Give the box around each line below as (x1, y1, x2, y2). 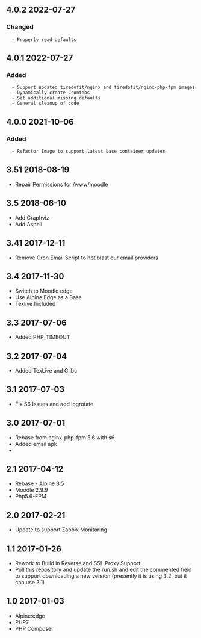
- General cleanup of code (11, 101, 79, 107)
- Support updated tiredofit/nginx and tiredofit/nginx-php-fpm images (11, 84, 196, 91)
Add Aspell (14, 220, 43, 228)
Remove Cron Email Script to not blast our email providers (14, 254, 158, 261)
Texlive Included (14, 300, 56, 308)
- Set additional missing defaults (11, 95, 101, 101)
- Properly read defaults (11, 36, 77, 43)
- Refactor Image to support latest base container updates (11, 149, 165, 155)
